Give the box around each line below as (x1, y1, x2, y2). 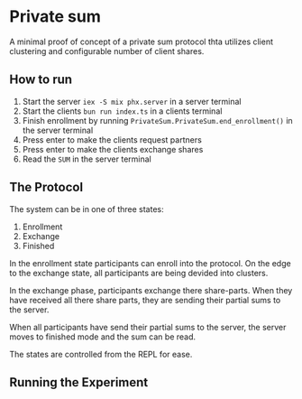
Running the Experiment (9, 375, 149, 390)
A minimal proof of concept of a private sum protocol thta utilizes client (9, 36, 273, 47)
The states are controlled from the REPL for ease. (9, 348, 193, 359)
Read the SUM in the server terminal (22, 153, 151, 164)
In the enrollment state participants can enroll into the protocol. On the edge (9, 257, 291, 268)
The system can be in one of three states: (9, 203, 164, 214)
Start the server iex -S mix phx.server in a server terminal (22, 96, 242, 107)
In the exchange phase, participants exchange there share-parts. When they (9, 284, 293, 295)
